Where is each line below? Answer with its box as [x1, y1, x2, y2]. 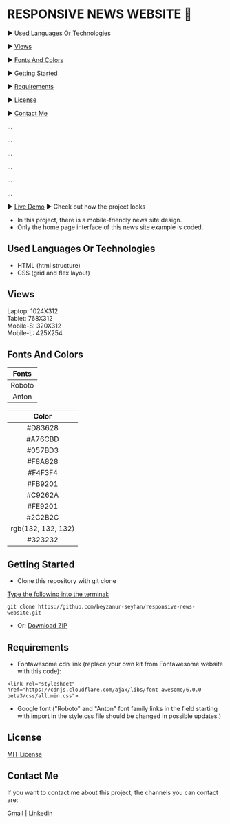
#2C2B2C [26, 513, 59, 522]
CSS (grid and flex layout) [17, 268, 91, 277]
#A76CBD [26, 434, 60, 444]
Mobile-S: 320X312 [7, 321, 62, 330]
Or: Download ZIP [17, 622, 67, 630]
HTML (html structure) [17, 261, 81, 269]
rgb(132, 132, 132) [10, 524, 75, 534]
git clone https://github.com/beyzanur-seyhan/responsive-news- [7, 604, 196, 611]
